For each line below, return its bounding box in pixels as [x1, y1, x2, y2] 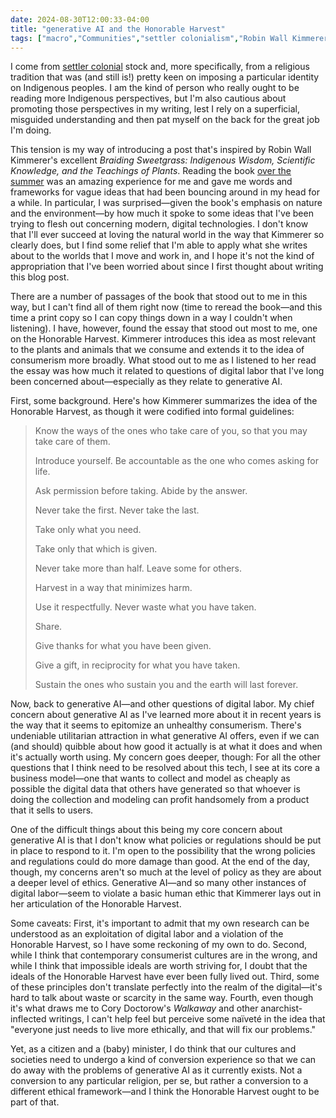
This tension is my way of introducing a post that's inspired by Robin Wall [10, 144, 312, 156]
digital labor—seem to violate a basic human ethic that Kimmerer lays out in [10, 887, 322, 900]
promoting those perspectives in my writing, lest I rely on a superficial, [10, 103, 301, 115]
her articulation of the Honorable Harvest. [10, 898, 182, 910]
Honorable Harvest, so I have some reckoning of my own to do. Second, [10, 939, 308, 951]
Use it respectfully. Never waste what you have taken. [34, 601, 257, 613]
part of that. [10, 1096, 60, 1108]
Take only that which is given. [34, 543, 158, 555]
